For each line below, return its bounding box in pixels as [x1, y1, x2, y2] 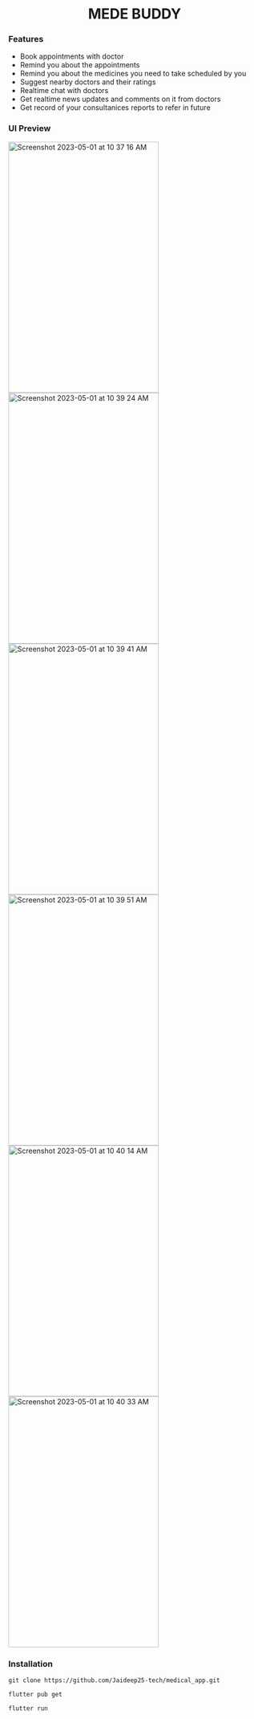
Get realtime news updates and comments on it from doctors [19, 94, 221, 104]
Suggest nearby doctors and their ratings [19, 77, 156, 87]
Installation [8, 1658, 54, 1669]
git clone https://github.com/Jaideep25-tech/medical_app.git [8, 1676, 220, 1684]
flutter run [8, 1705, 48, 1713]
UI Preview [8, 123, 51, 134]
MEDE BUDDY [87, 5, 182, 23]
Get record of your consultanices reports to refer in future [19, 103, 211, 112]
